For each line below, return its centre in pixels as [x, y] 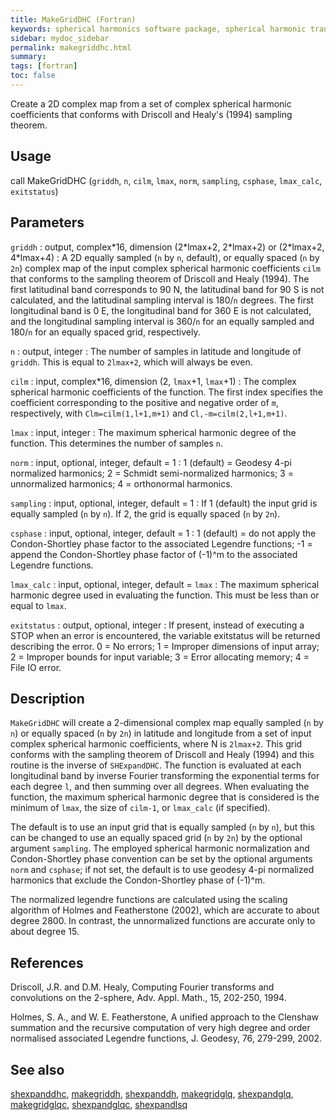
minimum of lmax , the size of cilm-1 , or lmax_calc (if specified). [140, 808]
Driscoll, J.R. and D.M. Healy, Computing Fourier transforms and [142, 987]
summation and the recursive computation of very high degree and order [160, 1028]
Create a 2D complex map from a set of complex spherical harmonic [151, 103]
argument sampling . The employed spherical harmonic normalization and [160, 848]
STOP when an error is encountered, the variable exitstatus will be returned [165, 635]
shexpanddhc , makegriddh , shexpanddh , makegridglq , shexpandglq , [152, 1093]
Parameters [47, 222]
